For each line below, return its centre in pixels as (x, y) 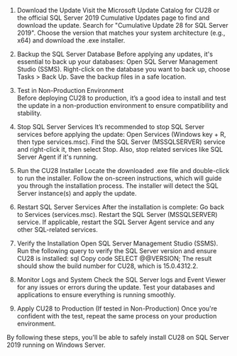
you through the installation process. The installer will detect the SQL (118, 186)
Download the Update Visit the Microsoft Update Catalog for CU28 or (118, 10)
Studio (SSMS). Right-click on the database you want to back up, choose (123, 69)
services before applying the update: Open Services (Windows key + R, (121, 134)
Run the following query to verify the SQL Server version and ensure (117, 251)
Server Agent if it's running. (57, 157)
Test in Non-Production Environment (70, 90)
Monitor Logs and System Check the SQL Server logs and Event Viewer (121, 280)
